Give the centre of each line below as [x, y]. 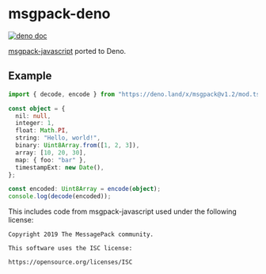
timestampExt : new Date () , [60, 167]
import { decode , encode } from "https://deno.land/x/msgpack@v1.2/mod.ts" [136, 94]
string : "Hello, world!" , [58, 138]
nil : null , [33, 116]
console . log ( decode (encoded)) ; [60, 196]
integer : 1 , [35, 124]
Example [30, 76]
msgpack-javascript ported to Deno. [67, 51]
